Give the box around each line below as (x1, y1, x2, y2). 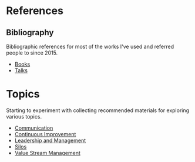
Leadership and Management (14, 137, 86, 144)
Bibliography (6, 28, 54, 38)
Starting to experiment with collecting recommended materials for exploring (6, 107, 190, 114)
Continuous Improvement (14, 130, 76, 137)
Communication (14, 124, 53, 131)
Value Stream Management (14, 149, 81, 156)
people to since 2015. (6, 49, 58, 56)
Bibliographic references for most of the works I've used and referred (6, 43, 174, 50)
